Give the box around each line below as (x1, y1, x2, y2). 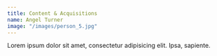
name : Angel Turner (7, 16, 64, 23)
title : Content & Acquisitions (7, 10, 98, 17)
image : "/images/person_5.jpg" (7, 23, 98, 29)
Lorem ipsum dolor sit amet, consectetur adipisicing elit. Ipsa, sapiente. (7, 42, 211, 50)
